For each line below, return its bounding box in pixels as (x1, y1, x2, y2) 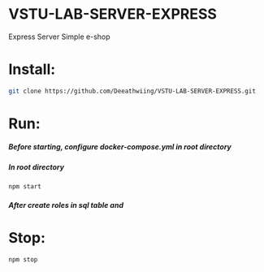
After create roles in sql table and (8, 200, 124, 209)
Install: (8, 60, 56, 79)
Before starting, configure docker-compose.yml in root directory (8, 141, 232, 151)
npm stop (8, 255, 38, 264)
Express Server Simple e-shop (8, 32, 111, 41)
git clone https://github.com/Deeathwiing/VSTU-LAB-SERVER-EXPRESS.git (8, 87, 256, 95)
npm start (8, 183, 42, 191)
